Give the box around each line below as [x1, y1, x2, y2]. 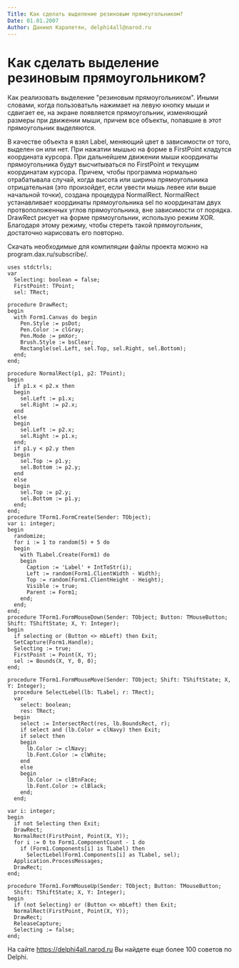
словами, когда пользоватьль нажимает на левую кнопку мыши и [7, 101, 210, 109]
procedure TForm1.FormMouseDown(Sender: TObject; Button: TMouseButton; [7, 614, 228, 622]
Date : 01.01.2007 [7, 17, 59, 24]
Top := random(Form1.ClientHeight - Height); [26, 577, 164, 584]
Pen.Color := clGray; [20, 326, 84, 334]
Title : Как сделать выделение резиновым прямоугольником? [7, 10, 183, 18]
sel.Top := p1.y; [20, 458, 72, 465]
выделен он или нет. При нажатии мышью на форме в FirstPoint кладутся [7, 145, 232, 154]
